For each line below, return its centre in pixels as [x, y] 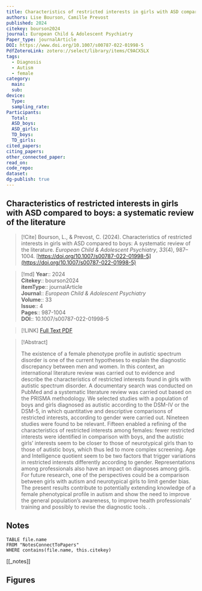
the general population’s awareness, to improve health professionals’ [106, 500]
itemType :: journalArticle [52, 286]
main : [19, 85]
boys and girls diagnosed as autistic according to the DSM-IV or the [105, 405]
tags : [13, 56]
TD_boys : [23, 135]
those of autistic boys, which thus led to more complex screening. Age [108, 449]
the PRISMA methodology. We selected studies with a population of [104, 398]
